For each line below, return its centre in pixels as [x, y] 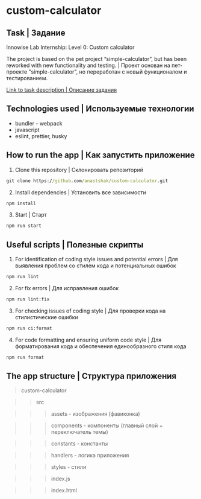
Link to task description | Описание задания [62, 90]
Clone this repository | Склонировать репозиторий [79, 170]
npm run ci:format [29, 328]
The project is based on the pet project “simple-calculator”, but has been [97, 59]
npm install [21, 203]
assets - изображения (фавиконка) [95, 414]
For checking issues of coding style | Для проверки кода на [90, 311]
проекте [17, 72]
